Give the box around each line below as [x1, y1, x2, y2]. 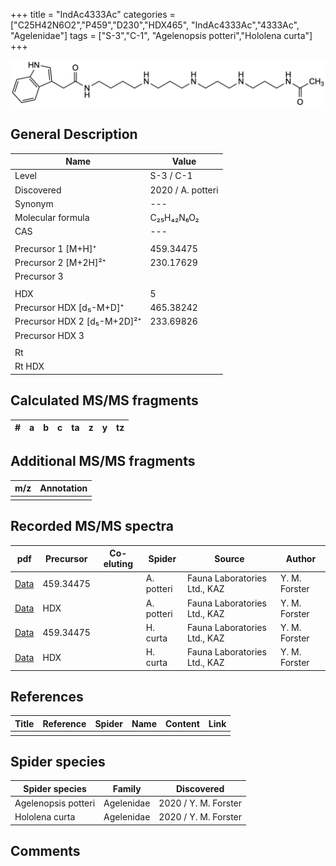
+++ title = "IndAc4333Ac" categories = [10, 9, 176, 20]
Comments [10, 843, 81, 860]
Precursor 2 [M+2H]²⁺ [14, 257, 107, 269]
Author [285, 552, 317, 564]
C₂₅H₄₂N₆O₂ [149, 212, 200, 224]
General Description [10, 126, 138, 143]
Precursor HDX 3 [14, 329, 85, 341]
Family [112, 782, 142, 794]
